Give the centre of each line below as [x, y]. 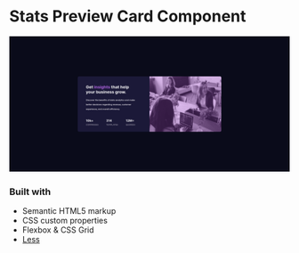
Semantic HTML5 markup [69, 211]
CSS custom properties [65, 221]
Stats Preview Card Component [128, 16]
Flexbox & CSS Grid [58, 230]
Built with [30, 192]
